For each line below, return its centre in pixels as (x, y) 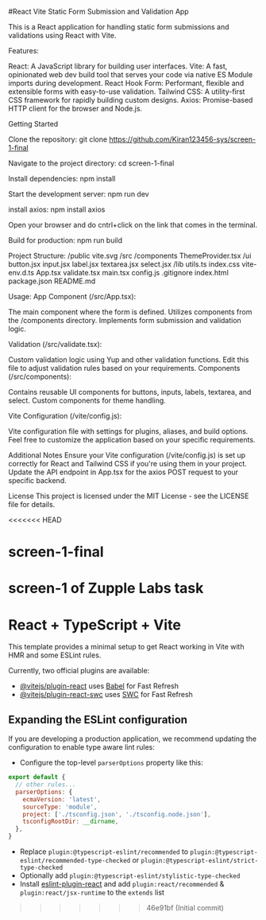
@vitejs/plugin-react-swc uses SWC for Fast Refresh (106, 695)
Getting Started (33, 124)
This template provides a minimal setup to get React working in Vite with (126, 647)
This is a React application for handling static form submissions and (119, 27)
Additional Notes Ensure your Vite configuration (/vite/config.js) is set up (127, 455)
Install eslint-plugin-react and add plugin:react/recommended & (122, 884)
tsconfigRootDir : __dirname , (71, 822)
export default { (37, 778)
